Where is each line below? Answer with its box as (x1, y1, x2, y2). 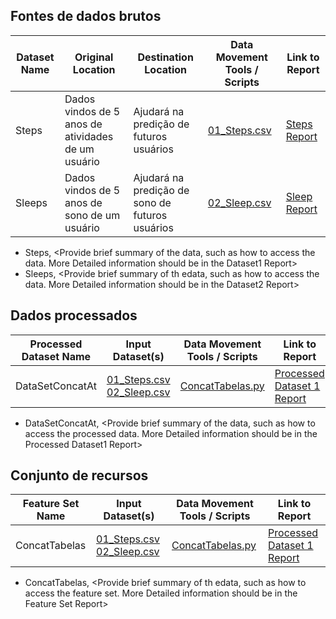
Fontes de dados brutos (10, 8, 162, 25)
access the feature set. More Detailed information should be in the (24, 587, 298, 599)
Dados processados (10, 307, 138, 324)
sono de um (64, 208, 121, 222)
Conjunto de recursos (10, 467, 149, 484)
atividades (64, 129, 114, 143)
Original (74, 50, 114, 64)
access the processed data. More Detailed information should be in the (24, 427, 318, 439)
